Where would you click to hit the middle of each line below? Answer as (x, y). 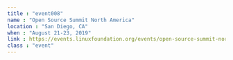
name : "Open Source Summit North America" (71, 20)
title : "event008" (35, 13)
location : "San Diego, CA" (48, 26)
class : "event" (31, 46)
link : (17, 39)
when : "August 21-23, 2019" (49, 33)
